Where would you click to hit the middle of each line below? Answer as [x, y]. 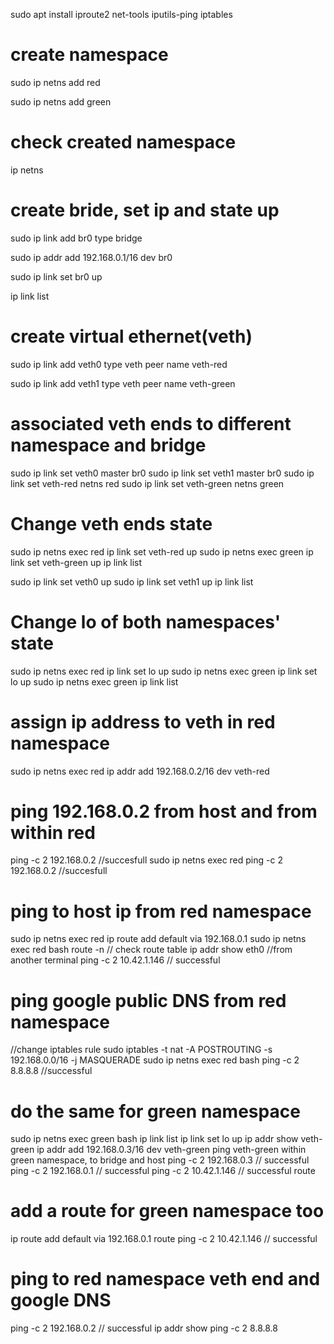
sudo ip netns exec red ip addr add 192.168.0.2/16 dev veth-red [140, 771]
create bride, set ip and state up [145, 210]
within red [53, 832]
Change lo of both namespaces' [146, 621]
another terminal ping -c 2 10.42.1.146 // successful [115, 960]
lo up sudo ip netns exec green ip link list [94, 681]
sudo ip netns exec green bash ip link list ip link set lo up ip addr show [154, 1139]
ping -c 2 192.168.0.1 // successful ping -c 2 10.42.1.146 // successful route [163, 1171]
